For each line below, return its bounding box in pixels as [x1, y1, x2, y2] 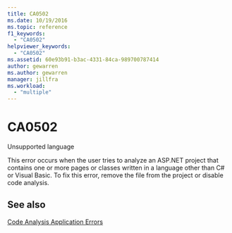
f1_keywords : [7, 30, 46, 37]
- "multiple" [13, 89, 52, 96]
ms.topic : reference [7, 23, 68, 30]
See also [7, 199, 46, 211]
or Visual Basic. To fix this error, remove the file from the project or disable [7, 171, 224, 180]
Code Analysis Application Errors [7, 218, 104, 226]
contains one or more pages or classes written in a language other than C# [7, 163, 225, 172]
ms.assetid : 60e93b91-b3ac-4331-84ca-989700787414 [7, 56, 159, 63]
